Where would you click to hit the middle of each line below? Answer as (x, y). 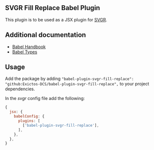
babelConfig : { (29, 117)
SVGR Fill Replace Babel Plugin (53, 8)
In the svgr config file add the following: (45, 99)
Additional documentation (46, 35)
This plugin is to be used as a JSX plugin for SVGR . (56, 19)
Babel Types (25, 52)
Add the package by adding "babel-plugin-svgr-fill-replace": (69, 79)
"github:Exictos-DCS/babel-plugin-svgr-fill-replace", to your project (77, 84)
